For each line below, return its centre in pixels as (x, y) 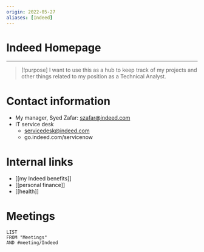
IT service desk (34, 124)
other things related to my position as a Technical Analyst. (93, 77)
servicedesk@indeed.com (57, 131)
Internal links (40, 162)
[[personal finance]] (40, 185)
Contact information (58, 101)
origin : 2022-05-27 (31, 12)
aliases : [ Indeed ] (29, 18)
